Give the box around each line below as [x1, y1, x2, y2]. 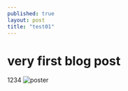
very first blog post [7, 53, 121, 69]
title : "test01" [7, 23, 55, 30]
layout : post [7, 17, 45, 24]
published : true [7, 10, 55, 17]
